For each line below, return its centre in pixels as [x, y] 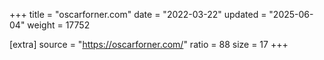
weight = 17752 [59, 25]
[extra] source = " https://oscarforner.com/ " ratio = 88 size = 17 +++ [149, 44]
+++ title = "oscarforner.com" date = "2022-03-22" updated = [138, 14]
